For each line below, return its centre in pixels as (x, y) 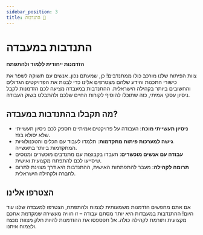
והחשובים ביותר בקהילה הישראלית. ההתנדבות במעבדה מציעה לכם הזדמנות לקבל (98, 89)
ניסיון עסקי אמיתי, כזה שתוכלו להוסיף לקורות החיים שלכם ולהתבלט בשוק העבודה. (98, 95)
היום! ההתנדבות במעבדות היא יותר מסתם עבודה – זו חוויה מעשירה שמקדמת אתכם (100, 214)
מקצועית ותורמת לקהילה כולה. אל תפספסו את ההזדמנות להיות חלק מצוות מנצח (96, 220)
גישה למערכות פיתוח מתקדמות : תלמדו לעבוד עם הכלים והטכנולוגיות (94, 141)
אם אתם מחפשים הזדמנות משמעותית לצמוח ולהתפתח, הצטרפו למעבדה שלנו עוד (98, 207)
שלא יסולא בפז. (32, 135)
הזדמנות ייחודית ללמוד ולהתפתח (45, 64)
